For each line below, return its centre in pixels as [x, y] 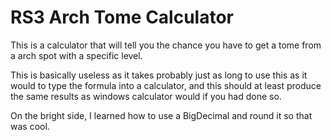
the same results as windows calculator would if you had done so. [146, 96]
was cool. [30, 126]
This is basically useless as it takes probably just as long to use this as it [159, 75]
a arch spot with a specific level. [76, 55]
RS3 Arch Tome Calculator [122, 17]
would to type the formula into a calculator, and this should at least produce [166, 85]
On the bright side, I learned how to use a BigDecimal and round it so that [161, 115]
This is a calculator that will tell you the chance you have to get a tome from [166, 45]
